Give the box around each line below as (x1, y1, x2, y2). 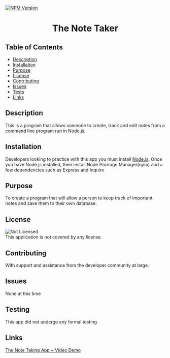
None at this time (5, 290, 41, 296)
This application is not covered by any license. (5, 234, 103, 240)
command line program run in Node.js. (5, 128, 86, 134)
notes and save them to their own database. (5, 200, 97, 206)
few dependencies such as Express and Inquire (5, 167, 105, 173)
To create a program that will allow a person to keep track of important (5, 195, 153, 201)
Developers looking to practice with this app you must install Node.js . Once (5, 156, 162, 162)
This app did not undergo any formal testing (5, 318, 97, 325)
